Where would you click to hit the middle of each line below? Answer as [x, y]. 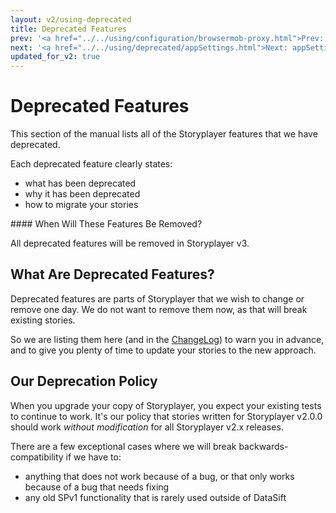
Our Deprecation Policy [84, 381]
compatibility [37, 457]
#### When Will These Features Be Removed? [106, 224]
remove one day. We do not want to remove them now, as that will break [159, 309]
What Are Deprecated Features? [112, 274]
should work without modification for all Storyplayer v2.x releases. [147, 427]
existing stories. [43, 320]
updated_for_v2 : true [55, 57]
